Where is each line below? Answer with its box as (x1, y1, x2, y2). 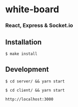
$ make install (5, 51, 38, 56)
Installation (5, 37, 42, 47)
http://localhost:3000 (5, 96, 54, 102)
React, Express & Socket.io (5, 22, 73, 29)
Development (5, 65, 49, 74)
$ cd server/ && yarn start (5, 78, 65, 84)
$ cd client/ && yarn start (5, 88, 65, 93)
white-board (5, 4, 60, 15)
